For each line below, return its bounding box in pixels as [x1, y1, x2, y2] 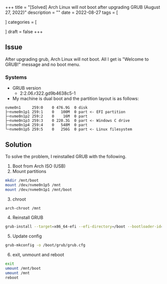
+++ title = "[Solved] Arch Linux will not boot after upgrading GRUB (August [5, 4, 161, 10]
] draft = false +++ [5, 29, 43, 34]
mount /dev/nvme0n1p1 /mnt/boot [5, 187, 72, 192]
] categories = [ [5, 19, 37, 25]
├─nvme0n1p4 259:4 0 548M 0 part [5, 122, 88, 128]
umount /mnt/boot [5, 266, 41, 271]
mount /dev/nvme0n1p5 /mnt [5, 182, 61, 187]
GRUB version [12, 85, 41, 91]
